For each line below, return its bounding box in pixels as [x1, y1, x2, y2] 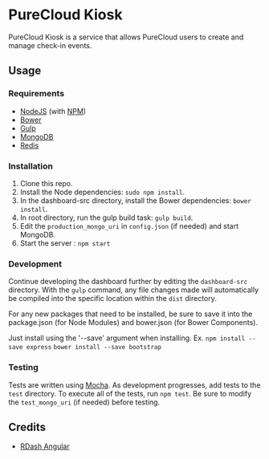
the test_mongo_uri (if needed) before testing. [8, 397, 161, 407]
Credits [8, 420, 47, 434]
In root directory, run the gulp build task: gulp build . [19, 213, 194, 222]
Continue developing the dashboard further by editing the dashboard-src [8, 277, 248, 286]
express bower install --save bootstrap [26, 343, 162, 351]
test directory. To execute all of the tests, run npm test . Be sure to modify [8, 388, 252, 398]
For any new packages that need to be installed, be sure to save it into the [8, 309, 253, 319]
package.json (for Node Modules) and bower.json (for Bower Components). [8, 318, 259, 327]
